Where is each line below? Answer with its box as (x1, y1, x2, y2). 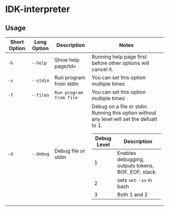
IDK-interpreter (5, 4, 70, 15)
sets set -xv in (117, 177, 152, 183)
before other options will (91, 59, 149, 66)
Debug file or (54, 147, 86, 154)
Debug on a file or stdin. (91, 103, 148, 110)
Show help (54, 56, 79, 63)
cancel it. (91, 66, 113, 73)
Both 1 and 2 (117, 191, 148, 198)
